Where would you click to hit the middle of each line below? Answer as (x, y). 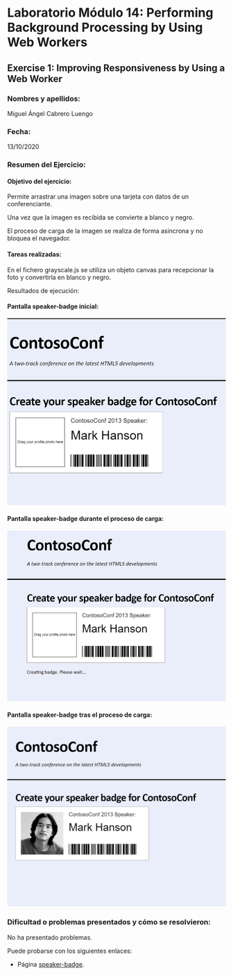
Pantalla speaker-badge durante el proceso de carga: (86, 519)
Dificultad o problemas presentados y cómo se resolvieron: (109, 922)
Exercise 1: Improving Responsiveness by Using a (116, 68)
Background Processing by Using (105, 27)
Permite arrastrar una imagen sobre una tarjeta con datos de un (98, 197)
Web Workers (48, 42)
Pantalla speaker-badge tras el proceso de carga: (80, 715)
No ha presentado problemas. (50, 937)
